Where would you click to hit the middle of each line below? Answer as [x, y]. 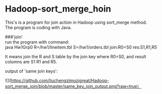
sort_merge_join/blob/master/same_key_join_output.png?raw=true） [73, 86]
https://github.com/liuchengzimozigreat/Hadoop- [60, 80]
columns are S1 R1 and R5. [31, 62]
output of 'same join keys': [31, 71]
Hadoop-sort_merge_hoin [58, 9]
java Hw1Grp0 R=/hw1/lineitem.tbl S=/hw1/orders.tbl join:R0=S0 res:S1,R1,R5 [81, 47]
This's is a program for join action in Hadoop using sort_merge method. [76, 22]
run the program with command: [37, 42]
